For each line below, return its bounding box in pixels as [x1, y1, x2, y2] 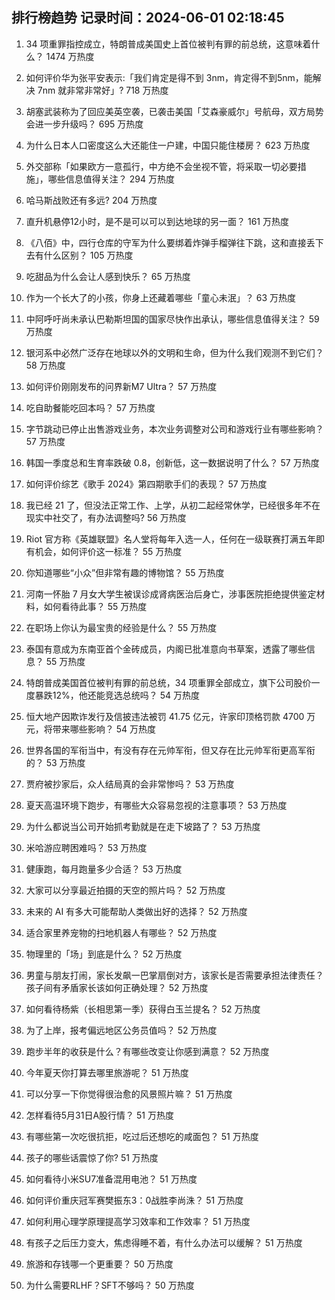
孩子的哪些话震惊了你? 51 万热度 [25, 1151, 159, 1163]
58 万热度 [25, 359, 66, 371]
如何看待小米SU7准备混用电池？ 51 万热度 [25, 1173, 198, 1185]
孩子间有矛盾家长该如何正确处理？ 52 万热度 [25, 981, 209, 993]
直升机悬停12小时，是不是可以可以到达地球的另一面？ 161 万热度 [25, 215, 289, 227]
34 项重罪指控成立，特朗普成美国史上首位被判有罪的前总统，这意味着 [25, 38, 312, 50]
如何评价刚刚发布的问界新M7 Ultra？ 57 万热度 [25, 380, 218, 392]
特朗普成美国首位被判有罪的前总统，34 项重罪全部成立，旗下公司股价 [25, 676, 312, 688]
